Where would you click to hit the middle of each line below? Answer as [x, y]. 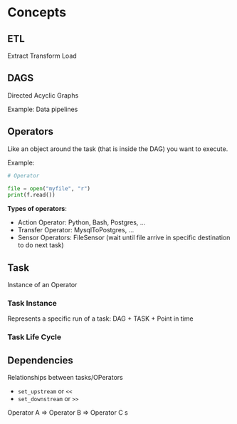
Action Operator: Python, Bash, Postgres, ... [81, 222]
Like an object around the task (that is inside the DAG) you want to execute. [118, 149]
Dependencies [40, 360]
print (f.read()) [31, 195]
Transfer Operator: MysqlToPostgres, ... [76, 230]
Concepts [37, 12]
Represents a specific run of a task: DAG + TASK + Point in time [100, 319]
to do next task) [41, 245]
